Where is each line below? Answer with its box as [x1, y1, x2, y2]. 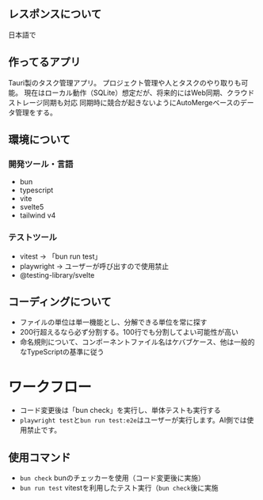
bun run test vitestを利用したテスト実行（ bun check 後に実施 [19, 483, 219, 493]
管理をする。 [14, 108, 57, 117]
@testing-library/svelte [19, 270, 95, 279]
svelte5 [19, 203, 44, 212]
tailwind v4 [19, 210, 56, 220]
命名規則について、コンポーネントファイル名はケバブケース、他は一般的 [19, 337, 255, 347]
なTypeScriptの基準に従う [19, 347, 105, 357]
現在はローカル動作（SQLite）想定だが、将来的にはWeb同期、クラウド [23, 88, 255, 97]
